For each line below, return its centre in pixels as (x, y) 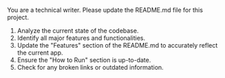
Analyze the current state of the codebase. (78, 31)
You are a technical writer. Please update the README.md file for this (105, 10)
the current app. (40, 52)
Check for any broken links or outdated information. (90, 67)
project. (18, 17)
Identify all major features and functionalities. (81, 38)
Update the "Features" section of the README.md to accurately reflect (117, 45)
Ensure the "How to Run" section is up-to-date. (84, 60)
